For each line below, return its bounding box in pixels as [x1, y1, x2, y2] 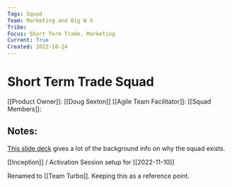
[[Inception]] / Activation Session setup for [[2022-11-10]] [7, 157, 175, 166]
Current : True [7, 37, 50, 44]
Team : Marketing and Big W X [7, 17, 93, 24]
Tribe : [7, 23, 27, 30]
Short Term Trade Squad [7, 74, 154, 90]
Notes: [7, 125, 37, 137]
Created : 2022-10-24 [7, 43, 69, 50]
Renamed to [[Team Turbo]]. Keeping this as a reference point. [7, 171, 190, 180]
